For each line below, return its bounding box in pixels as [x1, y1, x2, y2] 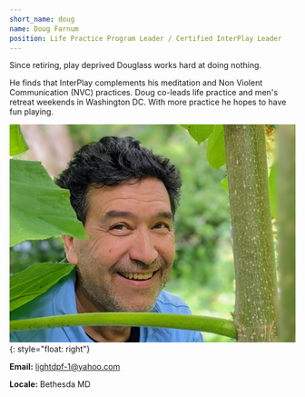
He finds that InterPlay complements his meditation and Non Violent [9, 77, 263, 88]
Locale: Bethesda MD [9, 378, 91, 390]
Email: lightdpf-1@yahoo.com [9, 361, 121, 372]
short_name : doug [9, 15, 75, 24]
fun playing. [9, 106, 54, 117]
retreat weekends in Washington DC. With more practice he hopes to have [9, 96, 287, 108]
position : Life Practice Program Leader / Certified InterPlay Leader [9, 34, 282, 43]
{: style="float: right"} [9, 343, 91, 354]
